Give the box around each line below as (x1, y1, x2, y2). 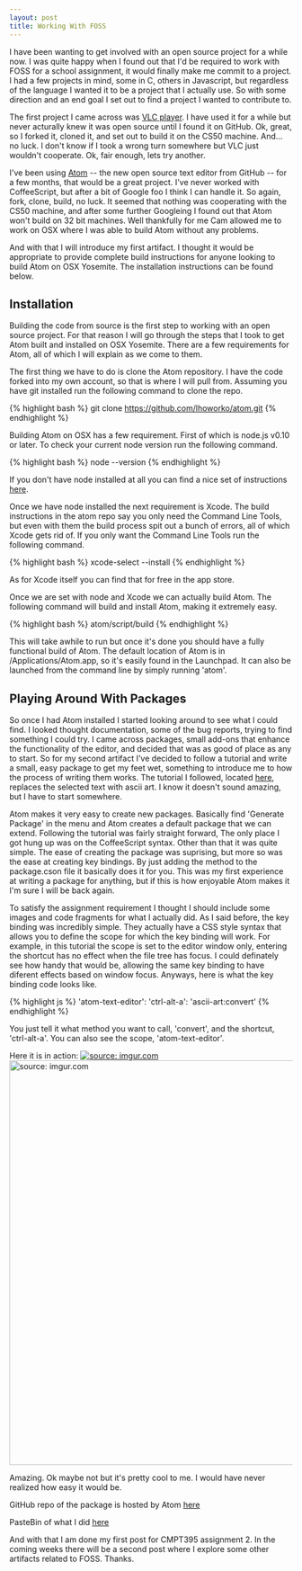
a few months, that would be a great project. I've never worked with (9, 176, 260, 187)
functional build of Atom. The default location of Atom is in (9, 646, 226, 656)
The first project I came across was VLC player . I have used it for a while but (9, 112, 291, 122)
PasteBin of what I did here (9, 1517, 110, 1528)
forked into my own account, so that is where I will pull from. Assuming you (9, 376, 288, 387)
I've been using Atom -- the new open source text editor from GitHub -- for (9, 167, 288, 178)
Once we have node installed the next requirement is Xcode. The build (9, 501, 270, 513)
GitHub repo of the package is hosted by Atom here (9, 1499, 200, 1511)
